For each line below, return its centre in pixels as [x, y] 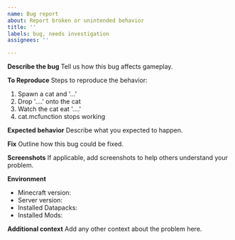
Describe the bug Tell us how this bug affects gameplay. [90, 67]
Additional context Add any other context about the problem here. [105, 229]
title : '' [22, 27]
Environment [27, 179]
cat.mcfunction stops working [61, 117]
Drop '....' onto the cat [49, 102]
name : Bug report [33, 14]
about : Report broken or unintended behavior [76, 21]
